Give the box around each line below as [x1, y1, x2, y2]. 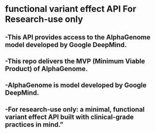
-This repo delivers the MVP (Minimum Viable [5, 57, 145, 65]
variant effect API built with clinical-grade [5, 113, 134, 121]
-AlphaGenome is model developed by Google [5, 81, 147, 89]
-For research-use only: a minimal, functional [5, 105, 145, 114]
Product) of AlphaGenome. [5, 65, 88, 73]
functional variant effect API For [5, 3, 137, 15]
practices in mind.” [5, 120, 64, 129]
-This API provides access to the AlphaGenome [5, 33, 151, 41]
